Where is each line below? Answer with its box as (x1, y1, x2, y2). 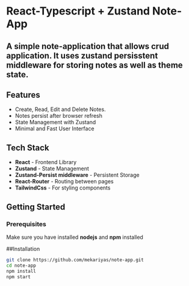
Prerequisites (6, 220, 46, 228)
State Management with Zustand (14, 119, 96, 126)
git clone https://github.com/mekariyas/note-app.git (6, 256, 144, 263)
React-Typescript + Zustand (6, 4, 150, 18)
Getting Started (6, 202, 66, 212)
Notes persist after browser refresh (14, 112, 102, 119)
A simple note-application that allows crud (6, 41, 170, 51)
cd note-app (6, 262, 36, 269)
